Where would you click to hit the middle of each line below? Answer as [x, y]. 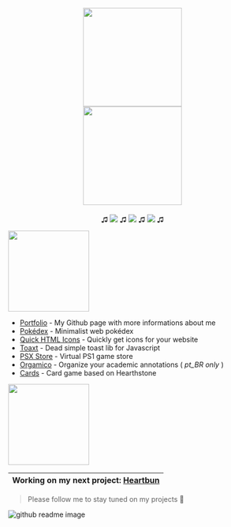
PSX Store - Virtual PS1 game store [76, 356]
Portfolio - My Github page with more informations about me [117, 323]
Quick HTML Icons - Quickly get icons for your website [109, 339]
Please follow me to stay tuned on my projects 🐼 [106, 499]
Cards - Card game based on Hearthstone [88, 372]
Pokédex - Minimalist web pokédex [76, 331]
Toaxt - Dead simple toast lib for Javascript [89, 348]
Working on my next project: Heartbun [86, 480]
